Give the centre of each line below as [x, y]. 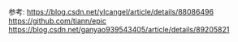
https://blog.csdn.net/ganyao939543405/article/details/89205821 [119, 29]
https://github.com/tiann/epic [58, 21]
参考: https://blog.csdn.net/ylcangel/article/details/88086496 [111, 12]
